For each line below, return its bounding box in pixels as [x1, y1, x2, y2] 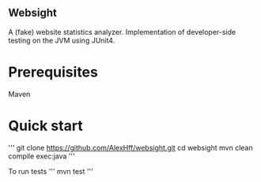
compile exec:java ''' [8, 151, 75, 161]
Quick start [8, 117, 83, 135]
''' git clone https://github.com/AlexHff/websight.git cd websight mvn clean [8, 143, 253, 152]
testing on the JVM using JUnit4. [8, 35, 115, 45]
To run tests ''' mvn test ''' [8, 166, 93, 176]
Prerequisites [8, 63, 99, 81]
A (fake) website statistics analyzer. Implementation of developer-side [8, 27, 236, 36]
